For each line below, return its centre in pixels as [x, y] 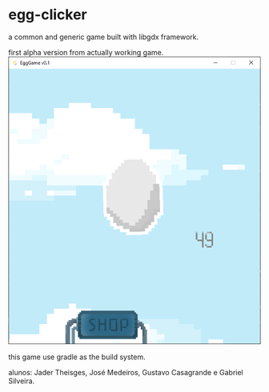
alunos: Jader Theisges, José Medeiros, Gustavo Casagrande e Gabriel [126, 372]
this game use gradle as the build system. [77, 357]
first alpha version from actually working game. [86, 52]
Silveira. [22, 381]
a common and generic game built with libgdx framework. [104, 37]
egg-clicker [48, 15]
